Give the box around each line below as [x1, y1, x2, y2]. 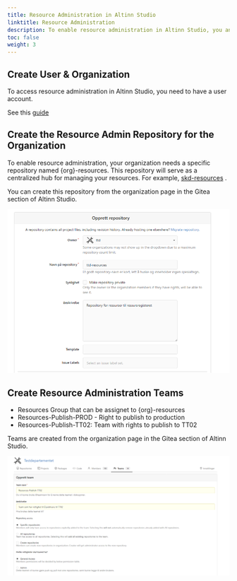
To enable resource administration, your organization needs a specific [7, 158, 211, 167]
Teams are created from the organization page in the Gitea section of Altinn [7, 435, 227, 443]
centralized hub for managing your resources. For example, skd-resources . [7, 173, 227, 182]
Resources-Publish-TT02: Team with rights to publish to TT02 [17, 421, 197, 429]
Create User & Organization [7, 68, 130, 81]
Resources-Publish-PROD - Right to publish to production [17, 413, 186, 422]
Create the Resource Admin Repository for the [7, 129, 214, 141]
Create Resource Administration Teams [7, 387, 184, 399]
